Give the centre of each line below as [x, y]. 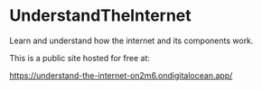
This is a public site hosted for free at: [80, 58]
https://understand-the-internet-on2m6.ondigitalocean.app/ [121, 75]
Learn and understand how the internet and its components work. [131, 40]
